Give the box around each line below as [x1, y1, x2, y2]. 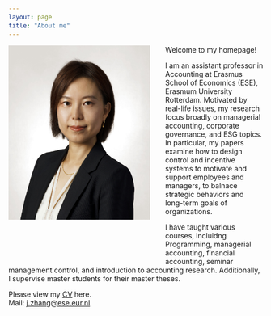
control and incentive [165, 154, 236, 165]
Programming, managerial [165, 239, 252, 249]
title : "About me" [8, 21, 70, 30]
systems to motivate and [165, 163, 248, 173]
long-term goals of [165, 198, 228, 208]
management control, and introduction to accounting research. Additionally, [8, 265, 260, 275]
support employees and [165, 172, 244, 182]
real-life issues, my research [165, 103, 260, 113]
